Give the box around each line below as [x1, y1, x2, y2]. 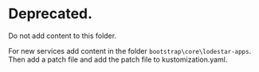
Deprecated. [8, 5, 93, 23]
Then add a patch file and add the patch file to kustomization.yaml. [8, 55, 228, 64]
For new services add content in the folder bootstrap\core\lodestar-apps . [8, 46, 252, 55]
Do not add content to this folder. [8, 31, 117, 40]
